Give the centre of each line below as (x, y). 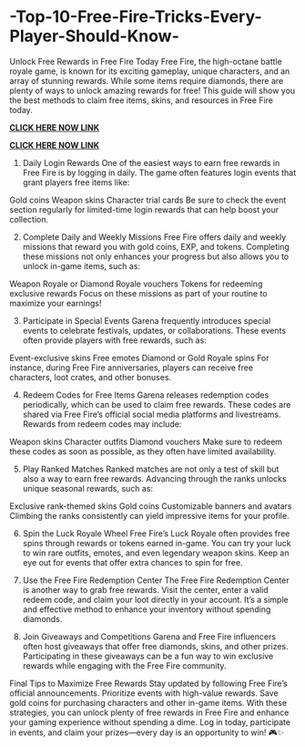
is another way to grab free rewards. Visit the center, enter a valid (145, 589)
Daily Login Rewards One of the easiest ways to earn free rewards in (151, 162)
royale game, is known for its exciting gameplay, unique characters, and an (150, 71)
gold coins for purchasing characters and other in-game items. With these (148, 702)
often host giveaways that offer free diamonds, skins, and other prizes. (155, 646)
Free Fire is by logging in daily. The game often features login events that (159, 172)
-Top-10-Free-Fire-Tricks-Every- (136, 17)
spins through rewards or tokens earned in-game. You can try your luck (157, 543)
